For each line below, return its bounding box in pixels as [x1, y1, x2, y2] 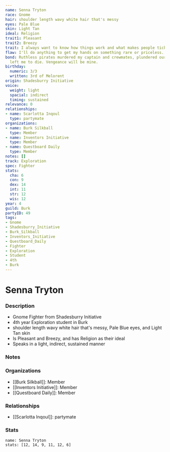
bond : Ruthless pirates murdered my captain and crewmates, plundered [5, 54, 157, 60]
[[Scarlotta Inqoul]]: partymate [12, 413, 76, 419]
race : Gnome [5, 12, 30, 17]
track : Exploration [5, 158, 47, 164]
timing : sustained [10, 97, 49, 102]
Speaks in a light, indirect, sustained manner [12, 341, 105, 347]
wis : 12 [10, 196, 26, 201]
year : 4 [5, 201, 22, 206]
